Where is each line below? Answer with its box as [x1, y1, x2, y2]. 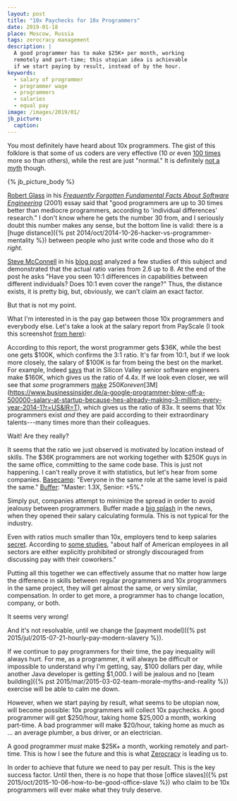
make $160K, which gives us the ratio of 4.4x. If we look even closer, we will [7, 373, 229, 381]
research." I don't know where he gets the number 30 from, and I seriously [7, 213, 224, 222]
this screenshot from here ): [7, 329, 87, 338]
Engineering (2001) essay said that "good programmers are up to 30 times [7, 198, 224, 207]
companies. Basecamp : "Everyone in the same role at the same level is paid [7, 475, 228, 484]
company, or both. [7, 599, 61, 607]
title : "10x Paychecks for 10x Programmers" [7, 17, 140, 24]
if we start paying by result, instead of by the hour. [13, 63, 181, 70]
